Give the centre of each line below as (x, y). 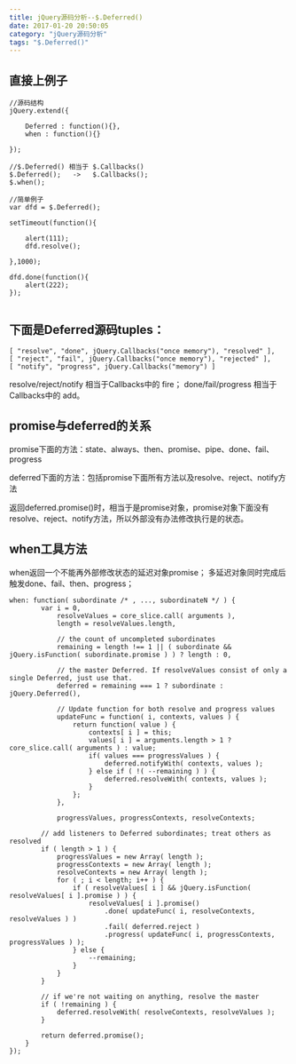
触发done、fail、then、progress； (72, 584)
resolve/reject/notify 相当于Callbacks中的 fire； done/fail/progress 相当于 (143, 384)
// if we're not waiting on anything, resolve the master (150, 997)
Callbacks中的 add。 (47, 395)
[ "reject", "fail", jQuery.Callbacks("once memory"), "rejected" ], (140, 359)
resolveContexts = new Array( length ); (132, 872)
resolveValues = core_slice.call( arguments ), (146, 615)
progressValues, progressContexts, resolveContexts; (156, 818)
